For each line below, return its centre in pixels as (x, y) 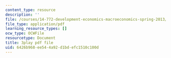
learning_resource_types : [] (36, 29)
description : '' (22, 15)
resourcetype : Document (31, 38)
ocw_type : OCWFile (25, 33)
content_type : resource (31, 10)
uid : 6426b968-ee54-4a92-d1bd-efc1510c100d (52, 47)
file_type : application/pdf (35, 24)
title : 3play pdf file (29, 43)
